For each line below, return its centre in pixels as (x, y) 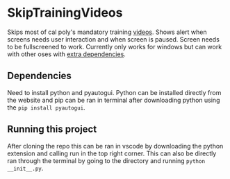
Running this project (52, 129)
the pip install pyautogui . (46, 107)
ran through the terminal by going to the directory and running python (106, 160)
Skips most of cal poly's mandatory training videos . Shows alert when (107, 32)
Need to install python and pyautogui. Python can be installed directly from (114, 92)
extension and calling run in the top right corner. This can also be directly (112, 153)
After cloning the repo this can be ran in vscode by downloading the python (115, 146)
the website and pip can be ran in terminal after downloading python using (114, 100)
